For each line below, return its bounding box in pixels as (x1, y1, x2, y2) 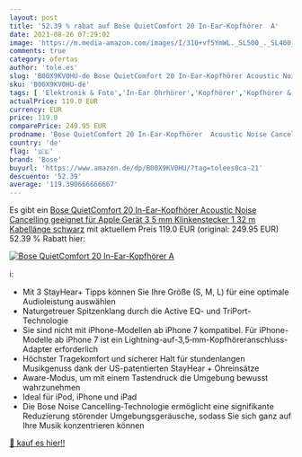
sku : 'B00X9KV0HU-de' (9, 80, 91, 89)
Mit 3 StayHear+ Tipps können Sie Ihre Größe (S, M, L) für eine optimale (22, 286, 289, 297)
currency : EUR (9, 105, 63, 114)
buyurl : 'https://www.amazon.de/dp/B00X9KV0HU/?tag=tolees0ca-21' (9, 163, 263, 172)
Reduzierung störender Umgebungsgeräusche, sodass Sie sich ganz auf (22, 410, 292, 422)
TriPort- (222, 306, 252, 317)
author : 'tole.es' (9, 64, 78, 73)
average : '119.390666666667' (9, 180, 119, 189)
